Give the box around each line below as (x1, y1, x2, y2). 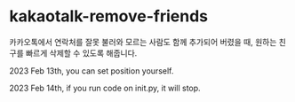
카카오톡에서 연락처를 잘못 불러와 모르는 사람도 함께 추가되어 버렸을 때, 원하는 (9, 36, 277, 47)
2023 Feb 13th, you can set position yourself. (9, 65, 174, 76)
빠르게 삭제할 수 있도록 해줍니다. (25, 47, 138, 59)
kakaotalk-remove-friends (9, 6, 209, 27)
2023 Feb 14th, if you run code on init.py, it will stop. (9, 82, 202, 93)
